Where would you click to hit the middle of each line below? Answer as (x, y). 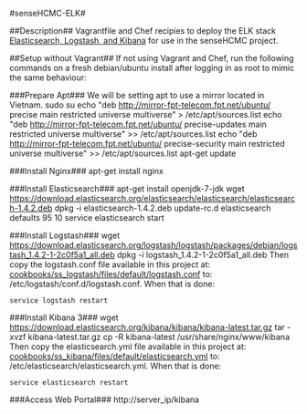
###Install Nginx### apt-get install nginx (87, 171)
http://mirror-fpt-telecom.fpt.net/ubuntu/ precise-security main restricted (147, 144)
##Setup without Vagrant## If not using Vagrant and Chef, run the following (152, 58)
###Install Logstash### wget (65, 235)
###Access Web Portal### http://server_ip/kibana (104, 399)
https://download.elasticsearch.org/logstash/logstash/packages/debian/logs (153, 245)
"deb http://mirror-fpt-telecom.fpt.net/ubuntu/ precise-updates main (138, 124)
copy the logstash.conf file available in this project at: (110, 264)
